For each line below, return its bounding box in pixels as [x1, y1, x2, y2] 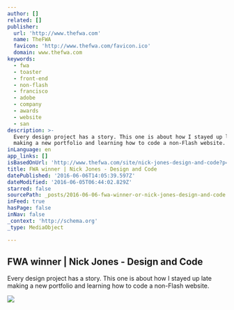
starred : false [7, 185, 52, 192]
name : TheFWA [13, 36, 52, 43]
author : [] [7, 10, 39, 17]
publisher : [7, 23, 39, 30]
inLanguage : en [7, 146, 52, 153]
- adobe [13, 95, 36, 102]
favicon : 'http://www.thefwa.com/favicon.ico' [13, 42, 151, 49]
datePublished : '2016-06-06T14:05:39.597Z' [7, 172, 136, 179]
